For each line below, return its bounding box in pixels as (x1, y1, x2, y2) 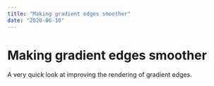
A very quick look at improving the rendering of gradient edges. (7, 70, 192, 79)
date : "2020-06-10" (7, 17, 65, 24)
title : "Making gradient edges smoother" (7, 10, 131, 18)
